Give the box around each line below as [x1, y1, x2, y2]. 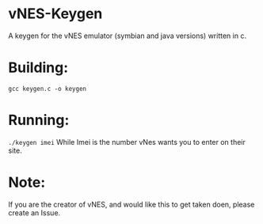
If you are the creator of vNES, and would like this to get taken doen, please [8, 199, 255, 209]
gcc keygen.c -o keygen [8, 85, 87, 93]
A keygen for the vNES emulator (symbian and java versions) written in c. [8, 31, 247, 40]
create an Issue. [8, 207, 61, 218]
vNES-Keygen [8, 5, 103, 23]
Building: [8, 59, 69, 77]
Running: [8, 112, 70, 129]
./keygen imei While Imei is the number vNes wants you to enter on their [8, 137, 246, 146]
